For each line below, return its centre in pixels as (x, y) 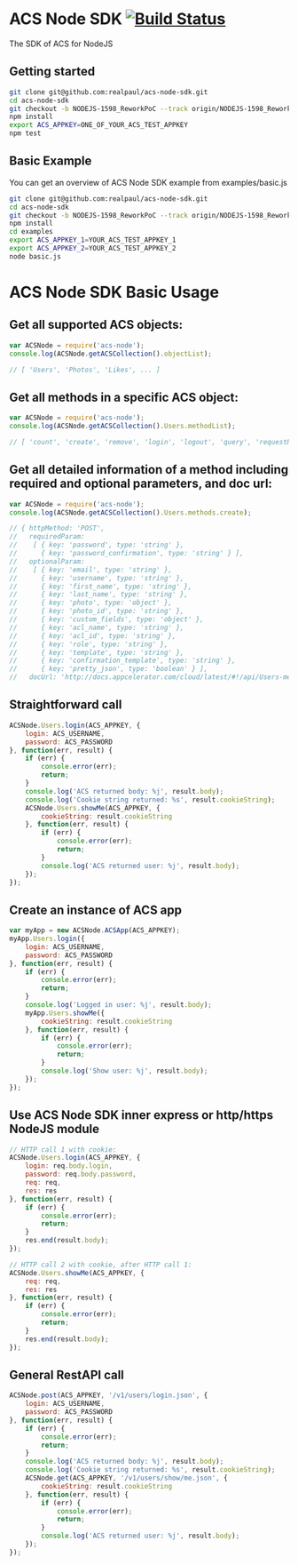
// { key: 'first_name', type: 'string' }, (101, 587)
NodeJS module (55, 1129)
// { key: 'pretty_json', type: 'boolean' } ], (109, 669)
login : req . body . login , (69, 1166)
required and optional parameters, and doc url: (141, 484)
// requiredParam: (47, 537)
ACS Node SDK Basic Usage (114, 292)
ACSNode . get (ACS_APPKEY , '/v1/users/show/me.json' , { (126, 1478)
